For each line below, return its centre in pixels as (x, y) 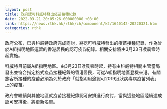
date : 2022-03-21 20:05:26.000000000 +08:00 (52, 19)
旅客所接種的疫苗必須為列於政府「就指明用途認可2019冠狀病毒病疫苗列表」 (82, 79)
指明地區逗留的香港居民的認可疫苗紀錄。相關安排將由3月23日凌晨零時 (88, 49)
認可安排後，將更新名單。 (31, 102)
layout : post (19, 10)
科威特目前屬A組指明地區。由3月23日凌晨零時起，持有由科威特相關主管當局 (83, 66)
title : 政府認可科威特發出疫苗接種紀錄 (41, 14)
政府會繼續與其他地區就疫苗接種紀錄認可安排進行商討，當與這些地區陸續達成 (83, 96)
